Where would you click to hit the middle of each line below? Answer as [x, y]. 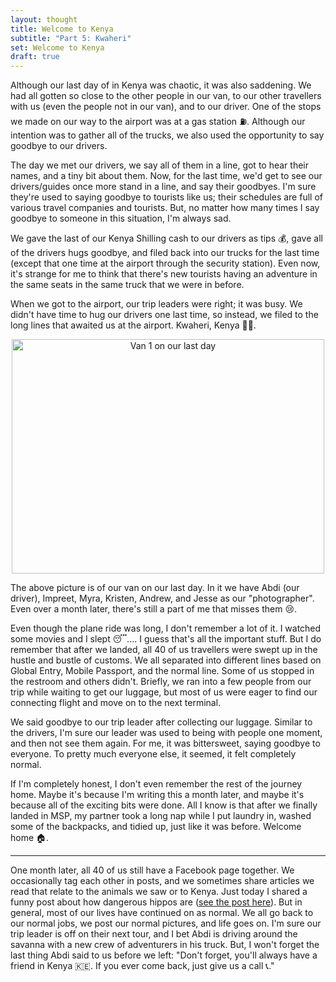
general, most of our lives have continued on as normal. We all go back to [162, 913]
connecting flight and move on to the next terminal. [116, 703]
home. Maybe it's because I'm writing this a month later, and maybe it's [157, 795]
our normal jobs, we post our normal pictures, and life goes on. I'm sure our [166, 923]
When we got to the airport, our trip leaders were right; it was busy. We [156, 304]
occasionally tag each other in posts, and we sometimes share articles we [162, 881]
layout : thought [44, 19]
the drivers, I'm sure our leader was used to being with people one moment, [166, 733]
